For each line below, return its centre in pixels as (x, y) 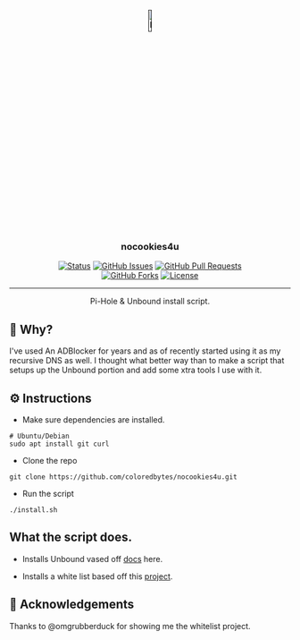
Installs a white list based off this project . (97, 576)
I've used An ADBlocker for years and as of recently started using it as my (145, 351)
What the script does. (71, 538)
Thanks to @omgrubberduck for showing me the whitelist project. (130, 626)
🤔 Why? (31, 329)
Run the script (48, 493)
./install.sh (33, 510)
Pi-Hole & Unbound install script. (150, 302)
